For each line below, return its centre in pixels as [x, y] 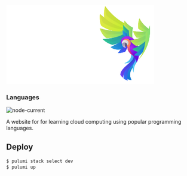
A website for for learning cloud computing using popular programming [94, 122]
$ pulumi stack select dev [40, 161]
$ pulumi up [21, 167]
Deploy [20, 147]
